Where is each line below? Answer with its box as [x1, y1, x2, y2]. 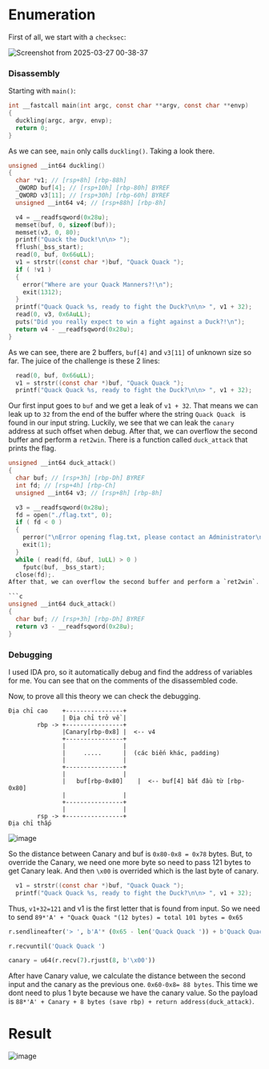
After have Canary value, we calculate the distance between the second [8, 971, 246, 981]
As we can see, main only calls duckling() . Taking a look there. [8, 146, 215, 156]
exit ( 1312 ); [22, 288, 62, 296]
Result [8, 1025, 52, 1043]
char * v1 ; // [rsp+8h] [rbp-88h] [15, 177, 127, 185]
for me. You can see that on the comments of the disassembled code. [8, 675, 239, 685]
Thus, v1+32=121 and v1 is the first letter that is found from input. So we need [8, 904, 260, 913]
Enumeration [8, 6, 96, 24]
